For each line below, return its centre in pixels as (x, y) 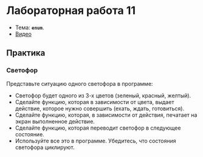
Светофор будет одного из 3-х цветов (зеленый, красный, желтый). (103, 96)
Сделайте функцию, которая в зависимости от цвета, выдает (95, 102)
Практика (26, 53)
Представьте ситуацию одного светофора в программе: (80, 83)
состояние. (29, 134)
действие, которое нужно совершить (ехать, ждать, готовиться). (99, 108)
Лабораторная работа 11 (71, 11)
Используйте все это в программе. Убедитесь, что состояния (95, 141)
